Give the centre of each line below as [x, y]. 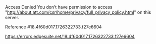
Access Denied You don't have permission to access [59, 7]
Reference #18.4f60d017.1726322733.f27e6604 [53, 27]
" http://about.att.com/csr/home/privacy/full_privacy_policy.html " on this [78, 12]
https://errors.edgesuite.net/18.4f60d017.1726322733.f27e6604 [70, 36]
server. [12, 17]
